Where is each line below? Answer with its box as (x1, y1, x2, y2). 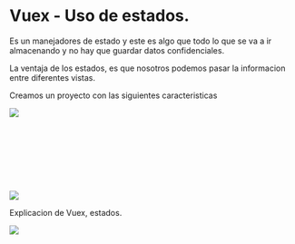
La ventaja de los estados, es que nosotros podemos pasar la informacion (9, 63, 286, 73)
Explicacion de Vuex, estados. (9, 207, 123, 218)
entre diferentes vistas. (9, 72, 96, 83)
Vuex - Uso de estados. (9, 5, 190, 26)
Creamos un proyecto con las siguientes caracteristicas (9, 90, 218, 101)
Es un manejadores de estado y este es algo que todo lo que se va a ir (9, 35, 272, 46)
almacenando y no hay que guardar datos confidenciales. (9, 44, 225, 55)
